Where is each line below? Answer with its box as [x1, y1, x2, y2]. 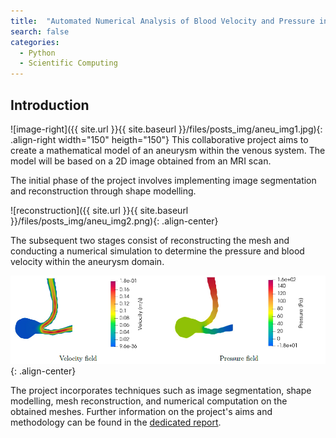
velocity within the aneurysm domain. [10, 255, 165, 267]
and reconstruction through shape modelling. [10, 185, 197, 197]
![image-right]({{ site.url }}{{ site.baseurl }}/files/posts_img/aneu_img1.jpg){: [10, 123, 323, 135]
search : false [10, 26, 70, 37]
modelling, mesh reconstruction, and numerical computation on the [10, 395, 288, 407]
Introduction [10, 96, 90, 114]
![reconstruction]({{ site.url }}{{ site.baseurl [10, 204, 189, 216]
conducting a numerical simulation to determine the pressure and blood [10, 245, 305, 257]
